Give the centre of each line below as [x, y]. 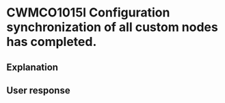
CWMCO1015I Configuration [88, 13]
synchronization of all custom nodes [112, 27]
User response [38, 90]
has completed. [52, 42]
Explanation [32, 67]
